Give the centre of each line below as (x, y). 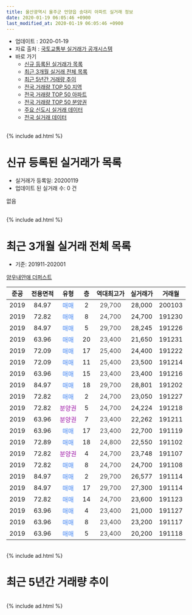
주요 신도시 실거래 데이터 (53, 110)
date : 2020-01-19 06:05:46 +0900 (49, 18)
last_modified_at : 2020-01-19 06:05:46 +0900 (65, 23)
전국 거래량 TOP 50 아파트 (55, 94)
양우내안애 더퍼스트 (29, 277)
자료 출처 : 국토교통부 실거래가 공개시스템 (64, 49)
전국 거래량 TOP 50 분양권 (55, 102)
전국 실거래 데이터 (45, 118)
